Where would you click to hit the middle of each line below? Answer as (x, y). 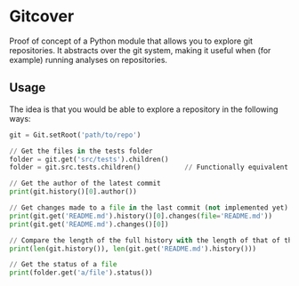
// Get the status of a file (63, 265)
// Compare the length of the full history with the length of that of (145, 240)
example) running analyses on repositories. (88, 60)
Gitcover (42, 16)
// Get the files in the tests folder (81, 151)
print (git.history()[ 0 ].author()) (73, 192)
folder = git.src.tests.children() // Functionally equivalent (149, 167)
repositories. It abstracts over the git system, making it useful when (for (140, 50)
